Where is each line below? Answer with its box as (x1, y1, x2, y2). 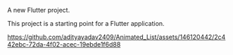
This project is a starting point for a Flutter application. (7, 19, 165, 27)
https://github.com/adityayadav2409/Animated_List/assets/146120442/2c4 (7, 33, 226, 41)
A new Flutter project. (7, 6, 70, 14)
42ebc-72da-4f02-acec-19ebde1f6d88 (7, 40, 121, 48)
